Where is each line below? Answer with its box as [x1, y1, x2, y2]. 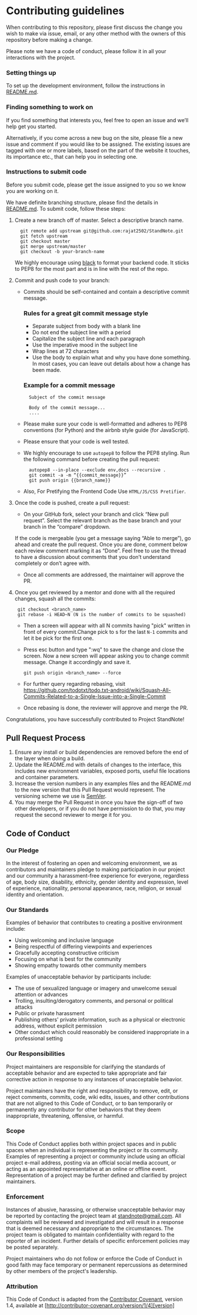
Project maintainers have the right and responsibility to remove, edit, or [6, 1087, 178, 1094]
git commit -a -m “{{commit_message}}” [28, 472, 126, 479]
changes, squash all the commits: [14, 595, 96, 603]
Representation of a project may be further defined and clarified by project [6, 1172, 187, 1179]
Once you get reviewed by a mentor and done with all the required [14, 589, 175, 596]
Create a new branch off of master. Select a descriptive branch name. [14, 217, 184, 224]
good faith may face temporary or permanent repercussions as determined [6, 1261, 188, 1268]
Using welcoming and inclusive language [14, 937, 114, 944]
